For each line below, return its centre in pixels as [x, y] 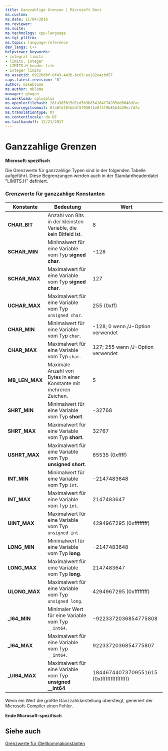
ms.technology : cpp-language [35, 33]
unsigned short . [67, 464]
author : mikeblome [24, 84]
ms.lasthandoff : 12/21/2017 [34, 122]
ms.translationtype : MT [30, 113]
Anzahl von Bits [65, 215]
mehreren [59, 389]
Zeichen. [58, 396]
